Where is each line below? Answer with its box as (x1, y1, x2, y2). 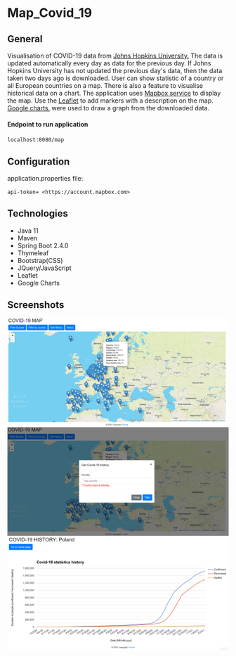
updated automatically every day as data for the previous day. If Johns (7, 59, 211, 67)
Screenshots (7, 299, 65, 311)
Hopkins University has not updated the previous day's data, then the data (7, 67, 223, 75)
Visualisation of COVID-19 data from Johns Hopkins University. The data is (7, 51, 223, 60)
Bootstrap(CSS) (17, 256, 63, 264)
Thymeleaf (17, 248, 49, 257)
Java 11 (17, 226, 39, 235)
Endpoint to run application (7, 120, 88, 128)
